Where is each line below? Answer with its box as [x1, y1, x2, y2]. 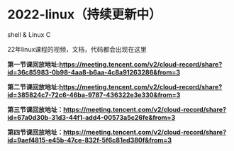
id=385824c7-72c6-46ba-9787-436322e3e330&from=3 [7, 90, 181, 99]
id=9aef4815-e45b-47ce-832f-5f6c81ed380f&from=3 [7, 135, 172, 144]
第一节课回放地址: [7, 60, 60, 68]
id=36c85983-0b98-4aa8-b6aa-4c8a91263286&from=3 [7, 68, 181, 77]
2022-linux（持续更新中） [7, 6, 162, 23]
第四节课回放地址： [7, 128, 64, 136]
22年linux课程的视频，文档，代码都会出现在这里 [7, 45, 147, 53]
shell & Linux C [7, 30, 51, 39]
